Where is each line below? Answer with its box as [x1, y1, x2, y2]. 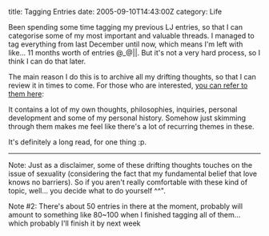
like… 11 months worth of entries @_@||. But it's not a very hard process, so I [8, 48, 261, 57]
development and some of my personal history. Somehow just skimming [8, 113, 247, 123]
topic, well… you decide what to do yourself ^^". [8, 186, 166, 195]
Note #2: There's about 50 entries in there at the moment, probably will [8, 201, 243, 211]
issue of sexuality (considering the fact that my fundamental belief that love [8, 169, 258, 178]
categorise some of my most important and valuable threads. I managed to [8, 31, 255, 40]
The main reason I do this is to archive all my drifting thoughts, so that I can [8, 72, 256, 81]
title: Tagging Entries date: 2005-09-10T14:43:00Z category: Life [8, 7, 223, 16]
